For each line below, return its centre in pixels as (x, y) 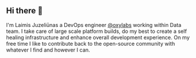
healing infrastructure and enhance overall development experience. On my (98, 37)
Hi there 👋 (24, 11)
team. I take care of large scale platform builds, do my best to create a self (97, 31)
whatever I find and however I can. (48, 50)
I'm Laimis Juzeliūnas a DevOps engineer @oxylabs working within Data (94, 25)
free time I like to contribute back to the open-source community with (91, 43)
